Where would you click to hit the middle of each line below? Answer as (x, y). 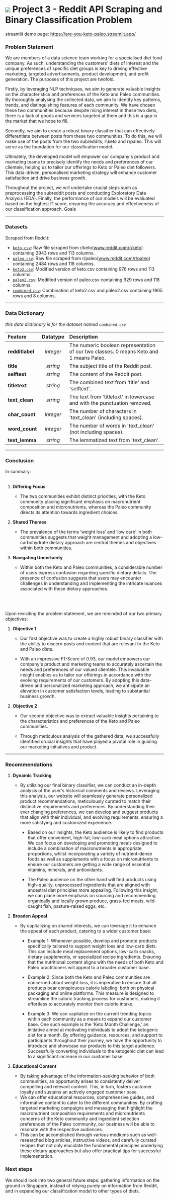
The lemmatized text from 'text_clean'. (114, 440)
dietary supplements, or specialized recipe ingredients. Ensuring (94, 957)
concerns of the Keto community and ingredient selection (80, 1119)
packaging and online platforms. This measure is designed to (91, 993)
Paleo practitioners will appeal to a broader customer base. (89, 968)
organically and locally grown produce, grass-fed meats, (86, 901)
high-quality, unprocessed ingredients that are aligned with (89, 885)
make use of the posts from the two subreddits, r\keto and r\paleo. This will (83, 141)
